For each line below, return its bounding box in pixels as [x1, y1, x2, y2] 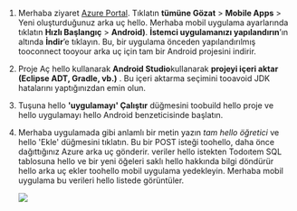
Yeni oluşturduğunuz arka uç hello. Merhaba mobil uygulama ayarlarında [17, 17, 289, 28]
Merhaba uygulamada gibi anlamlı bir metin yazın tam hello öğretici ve [17, 127, 280, 138]
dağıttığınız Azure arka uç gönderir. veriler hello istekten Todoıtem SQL [17, 146, 283, 157]
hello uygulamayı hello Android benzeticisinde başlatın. [17, 110, 224, 120]
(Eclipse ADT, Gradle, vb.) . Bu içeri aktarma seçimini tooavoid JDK [17, 73, 270, 84]
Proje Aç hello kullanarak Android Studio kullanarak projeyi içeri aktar [17, 63, 279, 74]
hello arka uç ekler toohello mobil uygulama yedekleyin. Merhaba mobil [17, 166, 283, 176]
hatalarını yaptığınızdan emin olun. [17, 83, 147, 93]
